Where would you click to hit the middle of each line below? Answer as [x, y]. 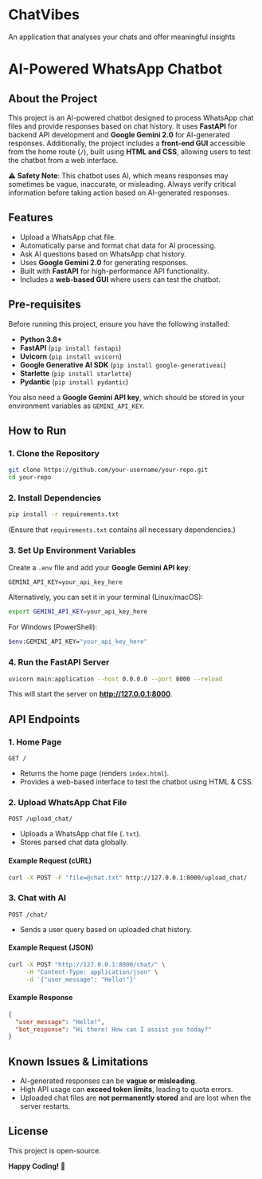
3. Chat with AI [37, 898]
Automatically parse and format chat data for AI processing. [118, 245]
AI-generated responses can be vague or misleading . [108, 1081]
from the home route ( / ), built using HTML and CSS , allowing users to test [129, 151]
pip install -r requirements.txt [64, 514]
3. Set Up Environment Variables [72, 550]
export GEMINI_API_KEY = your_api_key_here [78, 612]
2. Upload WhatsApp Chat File [68, 802]
